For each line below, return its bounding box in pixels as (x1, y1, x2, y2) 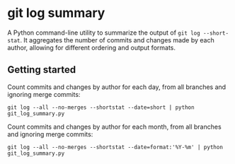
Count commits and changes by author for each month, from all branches (7, 122, 222, 131)
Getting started (7, 64, 76, 76)
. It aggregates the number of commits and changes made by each (20, 35, 214, 44)
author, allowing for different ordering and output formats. (7, 43, 176, 52)
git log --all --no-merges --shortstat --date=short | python (7, 104, 195, 111)
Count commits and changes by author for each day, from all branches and (7, 83, 227, 91)
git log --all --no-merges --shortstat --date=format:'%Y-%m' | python (7, 143, 223, 151)
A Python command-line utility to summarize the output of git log (7, 28, 200, 37)
